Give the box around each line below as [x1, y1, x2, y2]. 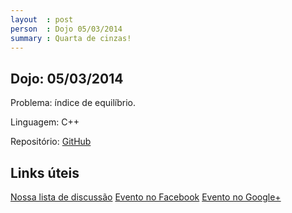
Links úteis [10, 164, 80, 181]
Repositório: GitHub [10, 136, 92, 148]
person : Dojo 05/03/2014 [10, 24, 123, 34]
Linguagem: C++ [10, 116, 80, 128]
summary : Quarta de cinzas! [10, 33, 132, 43]
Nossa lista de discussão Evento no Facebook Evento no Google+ [10, 191, 282, 203]
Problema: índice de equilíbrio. [10, 97, 136, 109]
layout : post [10, 14, 74, 25]
